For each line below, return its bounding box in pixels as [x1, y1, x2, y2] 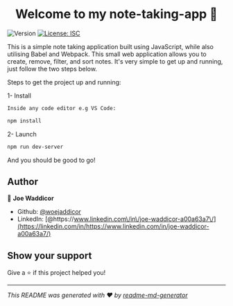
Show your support [7, 249, 92, 262]
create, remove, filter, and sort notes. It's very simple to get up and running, [7, 57, 223, 65]
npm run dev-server [7, 143, 64, 150]
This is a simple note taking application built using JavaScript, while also [7, 42, 214, 51]
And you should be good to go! [7, 156, 96, 164]
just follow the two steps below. [7, 64, 97, 73]
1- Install [7, 91, 31, 100]
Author [7, 176, 38, 188]
